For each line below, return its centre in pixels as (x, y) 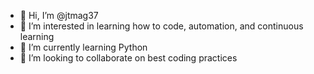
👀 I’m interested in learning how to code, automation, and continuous (161, 26)
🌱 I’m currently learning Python (83, 47)
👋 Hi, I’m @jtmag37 (59, 15)
